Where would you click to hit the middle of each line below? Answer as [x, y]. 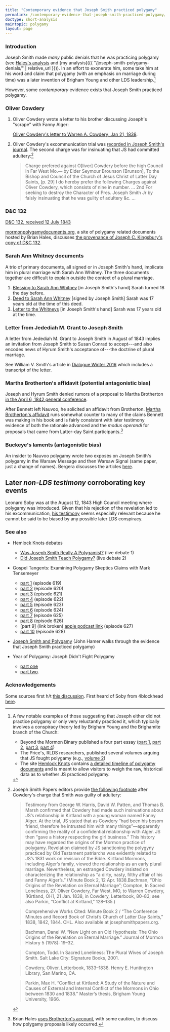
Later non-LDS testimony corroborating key [75, 483]
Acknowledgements [31, 685]
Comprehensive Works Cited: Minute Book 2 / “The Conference [91, 911]
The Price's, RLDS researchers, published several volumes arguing [90, 752]
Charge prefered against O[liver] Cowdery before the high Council [94, 166]
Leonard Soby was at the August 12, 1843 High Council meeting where [79, 503]
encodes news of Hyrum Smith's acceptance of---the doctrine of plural [80, 349]
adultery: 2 [23, 156]
